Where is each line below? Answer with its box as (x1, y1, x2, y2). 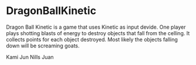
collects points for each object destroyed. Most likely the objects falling (6, 36, 178, 43)
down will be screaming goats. (6, 42, 80, 49)
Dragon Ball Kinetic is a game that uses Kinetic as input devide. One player (6, 23, 186, 30)
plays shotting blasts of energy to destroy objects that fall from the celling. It (6, 29, 190, 36)
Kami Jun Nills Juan (6, 53, 54, 60)
